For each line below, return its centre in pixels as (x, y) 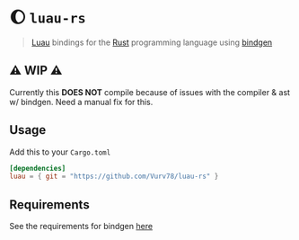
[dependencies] (38, 168)
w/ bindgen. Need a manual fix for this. (81, 102)
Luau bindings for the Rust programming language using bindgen (152, 42)
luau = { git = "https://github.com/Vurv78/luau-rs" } (114, 177)
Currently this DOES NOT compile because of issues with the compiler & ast (149, 92)
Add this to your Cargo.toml (60, 152)
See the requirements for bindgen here (81, 227)
